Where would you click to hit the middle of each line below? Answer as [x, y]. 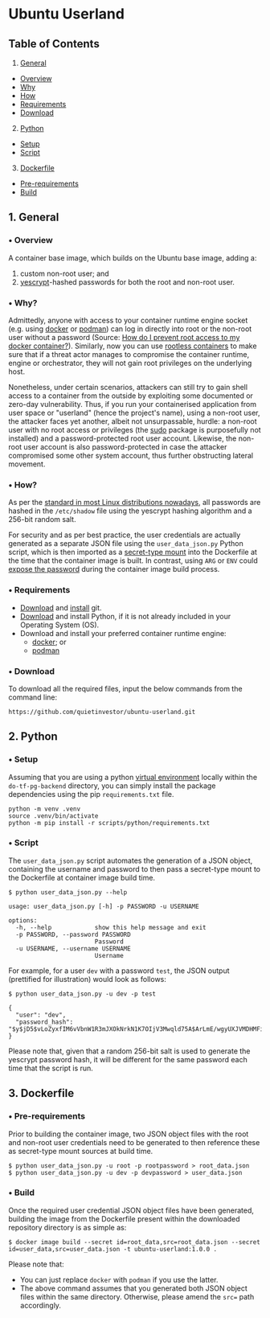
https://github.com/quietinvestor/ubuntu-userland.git [102, 712]
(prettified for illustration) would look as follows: [88, 979]
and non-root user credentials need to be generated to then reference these [134, 1142]
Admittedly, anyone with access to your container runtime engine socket [128, 320]
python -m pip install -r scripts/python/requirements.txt [109, 823]
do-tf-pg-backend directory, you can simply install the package [112, 786]
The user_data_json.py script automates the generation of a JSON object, [131, 860]
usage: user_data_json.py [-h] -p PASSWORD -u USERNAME [104, 906]
